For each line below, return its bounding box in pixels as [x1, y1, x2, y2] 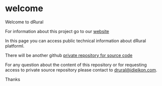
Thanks [5, 76, 21, 82]
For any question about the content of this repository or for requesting [5, 62, 147, 68]
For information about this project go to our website [5, 28, 109, 34]
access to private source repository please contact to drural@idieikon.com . [5, 67, 158, 73]
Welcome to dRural [5, 19, 44, 25]
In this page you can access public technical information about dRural [5, 37, 146, 44]
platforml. [5, 43, 25, 49]
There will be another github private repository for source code [5, 52, 133, 58]
